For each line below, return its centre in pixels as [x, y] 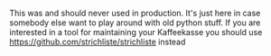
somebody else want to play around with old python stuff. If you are [135, 23]
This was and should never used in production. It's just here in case [135, 13]
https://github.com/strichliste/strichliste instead [98, 42]
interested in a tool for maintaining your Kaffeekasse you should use [136, 32]
